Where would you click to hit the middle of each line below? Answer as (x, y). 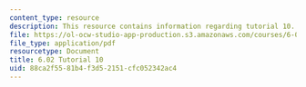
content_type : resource (55, 18)
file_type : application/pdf (63, 43)
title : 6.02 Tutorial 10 (56, 60)
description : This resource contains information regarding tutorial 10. (153, 26)
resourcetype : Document (55, 52)
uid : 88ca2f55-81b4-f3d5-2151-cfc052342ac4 (93, 69)
